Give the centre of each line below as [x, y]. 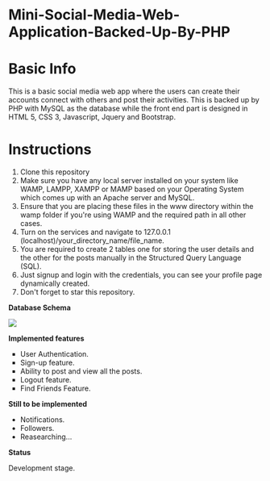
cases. [31, 224]
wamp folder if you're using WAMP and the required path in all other [133, 215]
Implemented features [46, 339]
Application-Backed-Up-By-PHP [120, 32]
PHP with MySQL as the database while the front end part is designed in [128, 109]
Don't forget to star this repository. [77, 292]
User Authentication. [54, 354]
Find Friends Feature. [55, 388]
